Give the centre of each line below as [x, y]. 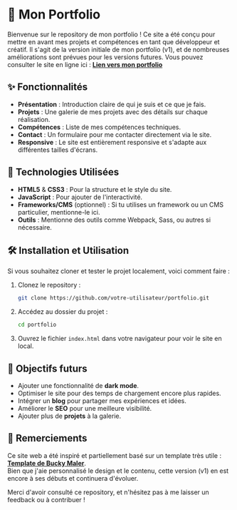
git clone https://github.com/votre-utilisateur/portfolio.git [114, 298]
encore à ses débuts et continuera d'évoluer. [73, 478]
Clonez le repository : [49, 285]
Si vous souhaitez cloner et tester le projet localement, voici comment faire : [118, 271]
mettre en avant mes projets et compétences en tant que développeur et [114, 41]
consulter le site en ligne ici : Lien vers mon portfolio [85, 64]
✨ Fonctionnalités [48, 87]
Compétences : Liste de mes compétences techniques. [99, 127]
